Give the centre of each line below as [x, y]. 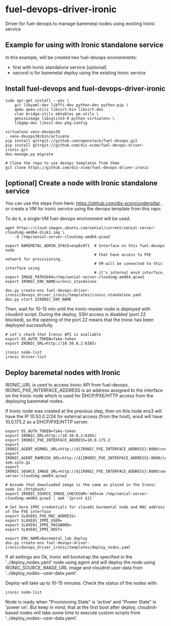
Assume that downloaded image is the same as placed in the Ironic [83, 485]
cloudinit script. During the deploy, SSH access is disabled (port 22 [76, 315]
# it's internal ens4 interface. [130, 273]
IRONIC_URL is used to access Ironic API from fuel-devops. [67, 385]
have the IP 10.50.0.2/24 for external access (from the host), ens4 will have [84, 417]
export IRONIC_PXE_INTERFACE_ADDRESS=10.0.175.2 [58, 440]
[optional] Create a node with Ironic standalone [81, 183]
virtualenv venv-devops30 [33, 132]
